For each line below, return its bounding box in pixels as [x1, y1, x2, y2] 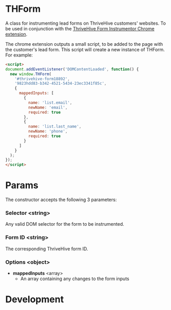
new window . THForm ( [10, 71, 52, 77]
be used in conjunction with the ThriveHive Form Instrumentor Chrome [5, 25, 155, 31]
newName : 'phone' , [28, 129, 68, 134]
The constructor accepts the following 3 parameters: [5, 196, 117, 203]
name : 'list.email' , [28, 100, 72, 105]
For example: [5, 52, 33, 58]
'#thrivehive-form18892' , [14, 76, 70, 81]
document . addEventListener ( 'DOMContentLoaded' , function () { [5, 66, 139, 72]
